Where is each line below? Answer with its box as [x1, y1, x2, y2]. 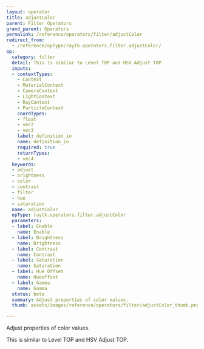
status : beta [12, 291, 45, 297]
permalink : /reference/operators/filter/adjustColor [6, 32, 143, 38]
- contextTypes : [12, 71, 53, 77]
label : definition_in [17, 133, 72, 140]
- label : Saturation [12, 257, 64, 263]
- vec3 [17, 127, 34, 134]
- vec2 [17, 122, 34, 128]
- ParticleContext [17, 104, 64, 111]
